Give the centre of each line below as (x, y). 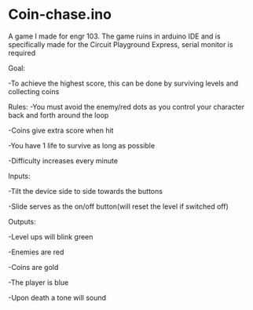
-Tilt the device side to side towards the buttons (86, 191)
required (22, 53)
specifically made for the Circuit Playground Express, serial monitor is (121, 44)
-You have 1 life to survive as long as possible (82, 145)
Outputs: (22, 221)
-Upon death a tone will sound (57, 297)
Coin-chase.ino (60, 15)
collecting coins (34, 91)
